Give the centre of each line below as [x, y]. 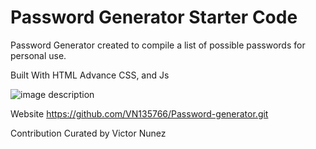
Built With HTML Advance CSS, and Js [90, 75]
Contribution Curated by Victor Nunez [88, 133]
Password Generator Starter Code [154, 17]
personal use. [38, 55]
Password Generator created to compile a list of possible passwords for [158, 45]
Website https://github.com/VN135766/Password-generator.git [139, 113]
